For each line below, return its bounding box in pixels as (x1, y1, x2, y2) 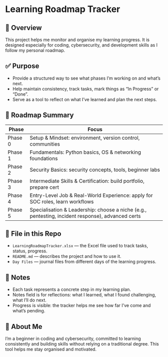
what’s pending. (12, 308, 45, 314)
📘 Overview (5, 24, 42, 32)
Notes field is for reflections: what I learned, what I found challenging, (12, 292, 156, 298)
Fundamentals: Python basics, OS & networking (29, 149, 141, 156)
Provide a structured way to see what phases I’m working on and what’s (12, 75, 161, 81)
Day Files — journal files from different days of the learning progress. (12, 259, 156, 265)
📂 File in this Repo (5, 229, 61, 238)
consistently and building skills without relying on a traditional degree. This (5, 341, 159, 347)
